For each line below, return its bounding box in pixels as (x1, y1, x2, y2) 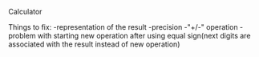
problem (8, 31, 36, 40)
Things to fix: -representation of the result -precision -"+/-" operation (8, 22, 238, 31)
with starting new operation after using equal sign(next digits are (37, 31, 251, 40)
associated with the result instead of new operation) (8, 39, 180, 49)
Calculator (8, 7, 42, 16)
